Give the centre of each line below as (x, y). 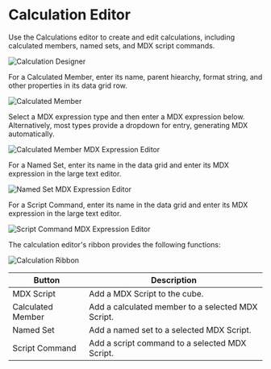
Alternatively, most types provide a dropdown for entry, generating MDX (128, 125)
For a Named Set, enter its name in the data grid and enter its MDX (119, 165)
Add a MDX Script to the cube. (146, 293)
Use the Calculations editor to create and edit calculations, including (122, 37)
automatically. (31, 134)
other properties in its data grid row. (68, 85)
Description (174, 280)
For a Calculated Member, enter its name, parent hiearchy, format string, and (135, 77)
